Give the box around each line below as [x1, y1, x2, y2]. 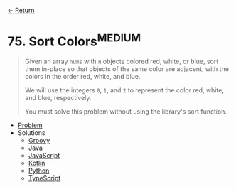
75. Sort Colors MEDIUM [7, 31, 141, 50]
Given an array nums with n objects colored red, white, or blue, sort [24, 57, 219, 66]
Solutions [17, 129, 45, 137]
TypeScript [28, 174, 61, 183]
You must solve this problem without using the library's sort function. [24, 107, 227, 116]
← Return [7, 6, 35, 14]
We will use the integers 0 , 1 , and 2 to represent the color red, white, [24, 86, 224, 94]
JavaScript [28, 151, 60, 160]
